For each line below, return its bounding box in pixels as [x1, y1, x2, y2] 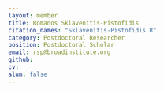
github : [8, 56, 34, 64]
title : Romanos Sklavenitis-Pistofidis [8, 19, 140, 27]
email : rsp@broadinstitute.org [8, 48, 111, 56]
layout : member [8, 11, 58, 20]
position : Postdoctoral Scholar [8, 41, 114, 49]
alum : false [8, 70, 47, 78]
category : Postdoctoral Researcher [8, 33, 125, 42]
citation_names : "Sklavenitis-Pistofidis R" [8, 26, 157, 34]
